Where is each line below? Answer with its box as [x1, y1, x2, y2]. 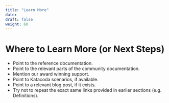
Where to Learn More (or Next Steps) [5, 44, 165, 55]
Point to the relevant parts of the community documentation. [12, 65, 140, 72]
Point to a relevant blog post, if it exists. [12, 82, 96, 88]
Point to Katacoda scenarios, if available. [12, 77, 99, 83]
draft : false [5, 17, 33, 22]
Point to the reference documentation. [12, 60, 93, 66]
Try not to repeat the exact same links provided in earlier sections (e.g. [12, 87, 162, 93]
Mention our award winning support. [12, 71, 89, 77]
